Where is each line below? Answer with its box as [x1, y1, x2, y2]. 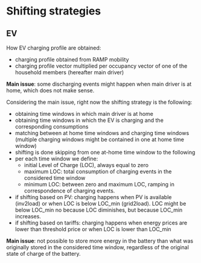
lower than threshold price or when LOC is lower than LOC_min [14, 226, 171, 233]
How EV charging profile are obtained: [6, 44, 101, 51]
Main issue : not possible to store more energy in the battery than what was [6, 237, 194, 244]
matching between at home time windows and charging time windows [14, 130, 190, 136]
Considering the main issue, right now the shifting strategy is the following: [6, 98, 193, 106]
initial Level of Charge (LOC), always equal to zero [24, 162, 149, 168]
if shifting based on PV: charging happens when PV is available [14, 194, 172, 200]
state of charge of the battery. [6, 250, 81, 257]
